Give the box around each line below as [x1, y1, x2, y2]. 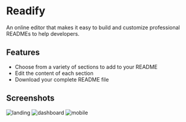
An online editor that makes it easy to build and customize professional [6, 24, 180, 31]
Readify [6, 4, 46, 18]
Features [6, 48, 40, 58]
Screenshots [6, 93, 55, 104]
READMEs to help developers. [6, 30, 80, 37]
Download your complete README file [14, 76, 109, 83]
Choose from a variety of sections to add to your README [14, 63, 158, 70]
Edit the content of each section [14, 70, 94, 77]
